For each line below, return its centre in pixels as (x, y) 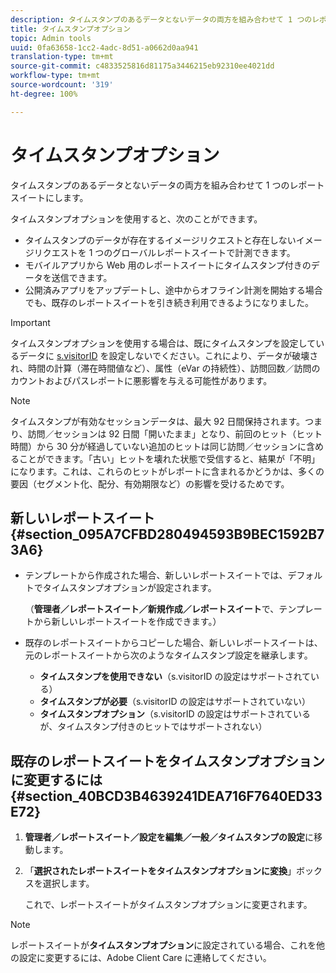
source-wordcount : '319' (62, 85)
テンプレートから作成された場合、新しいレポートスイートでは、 (156, 575)
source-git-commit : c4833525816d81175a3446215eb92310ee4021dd (142, 66)
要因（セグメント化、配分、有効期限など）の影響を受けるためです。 (150, 483)
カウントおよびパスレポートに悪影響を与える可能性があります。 (141, 380)
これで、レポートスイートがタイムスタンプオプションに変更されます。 (168, 905)
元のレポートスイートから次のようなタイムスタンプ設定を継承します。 (168, 655)
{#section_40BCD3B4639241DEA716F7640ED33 (166, 796)
